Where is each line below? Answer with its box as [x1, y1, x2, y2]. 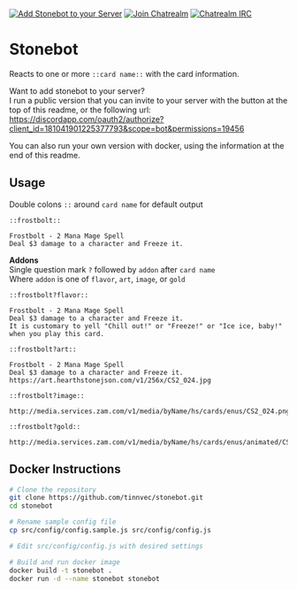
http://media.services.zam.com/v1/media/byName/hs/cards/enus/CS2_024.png [9, 407, 291, 416]
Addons [9, 255, 39, 265]
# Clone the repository [9, 485, 97, 494]
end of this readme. [9, 149, 81, 160]
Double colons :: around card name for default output [9, 199, 203, 210]
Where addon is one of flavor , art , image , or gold [9, 273, 186, 284]
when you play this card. [9, 329, 104, 338]
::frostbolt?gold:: [9, 422, 81, 431]
